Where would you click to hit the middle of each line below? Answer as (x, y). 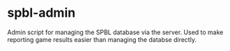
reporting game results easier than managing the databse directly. (102, 39)
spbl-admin (41, 13)
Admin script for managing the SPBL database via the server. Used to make (115, 32)
